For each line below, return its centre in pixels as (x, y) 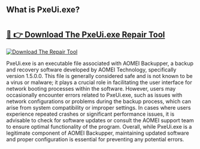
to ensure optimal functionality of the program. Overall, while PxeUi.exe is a (99, 127)
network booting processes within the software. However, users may (91, 89)
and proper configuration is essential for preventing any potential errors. (95, 139)
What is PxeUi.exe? (43, 10)
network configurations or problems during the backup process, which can (99, 101)
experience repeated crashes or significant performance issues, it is (90, 114)
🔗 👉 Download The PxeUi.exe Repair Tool (86, 34)
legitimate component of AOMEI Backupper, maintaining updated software (98, 133)
